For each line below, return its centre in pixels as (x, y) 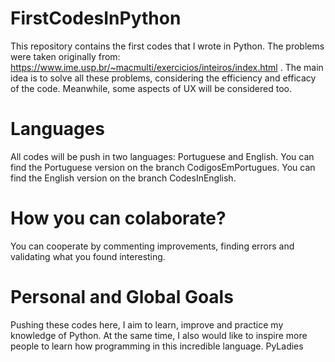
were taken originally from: (65, 56)
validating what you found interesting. (88, 256)
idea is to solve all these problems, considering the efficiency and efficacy (163, 78)
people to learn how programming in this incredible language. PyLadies (157, 346)
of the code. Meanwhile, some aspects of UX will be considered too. (151, 88)
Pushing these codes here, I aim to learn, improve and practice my (147, 324)
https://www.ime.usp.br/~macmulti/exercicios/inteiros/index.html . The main (167, 67)
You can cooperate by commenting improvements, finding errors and (152, 246)
